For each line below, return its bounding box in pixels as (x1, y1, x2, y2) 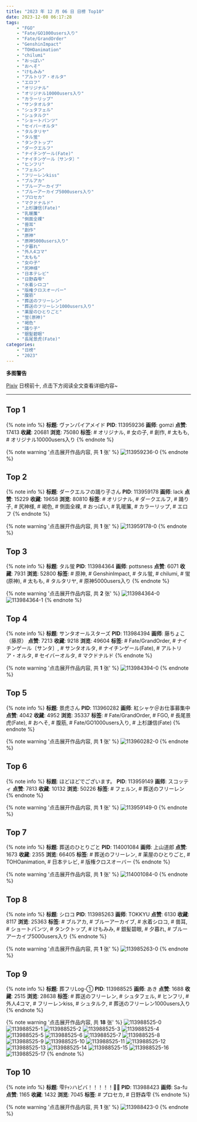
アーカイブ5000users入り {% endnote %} (6, 933, 107, 940)
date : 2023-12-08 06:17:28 (6, 14, 72, 20)
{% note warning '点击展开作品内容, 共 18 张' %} (6, 1019, 123, 1026)
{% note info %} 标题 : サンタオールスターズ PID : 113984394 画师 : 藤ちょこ (6, 630, 186, 637)
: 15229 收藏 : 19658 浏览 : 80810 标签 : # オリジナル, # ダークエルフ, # (11, 496, 178, 503)
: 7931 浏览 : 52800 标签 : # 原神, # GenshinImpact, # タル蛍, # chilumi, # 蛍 (11, 570, 191, 577)
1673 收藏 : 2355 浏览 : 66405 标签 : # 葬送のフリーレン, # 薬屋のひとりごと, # (6, 851, 191, 858)
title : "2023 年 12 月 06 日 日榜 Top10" (6, 8, 104, 15)
